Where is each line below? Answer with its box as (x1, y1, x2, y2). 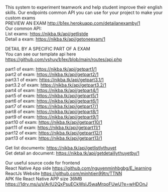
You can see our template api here (5, 51, 76, 57)
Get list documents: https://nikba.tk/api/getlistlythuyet (5, 145, 117, 150)
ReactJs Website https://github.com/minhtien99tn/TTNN (5, 170, 122, 176)
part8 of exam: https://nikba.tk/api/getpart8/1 (5, 108, 99, 114)
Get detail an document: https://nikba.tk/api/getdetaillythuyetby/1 (5, 150, 139, 156)
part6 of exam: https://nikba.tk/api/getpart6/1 (5, 98, 99, 104)
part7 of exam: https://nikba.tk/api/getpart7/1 (5, 103, 98, 109)
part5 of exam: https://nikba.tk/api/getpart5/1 (5, 92, 99, 98)
